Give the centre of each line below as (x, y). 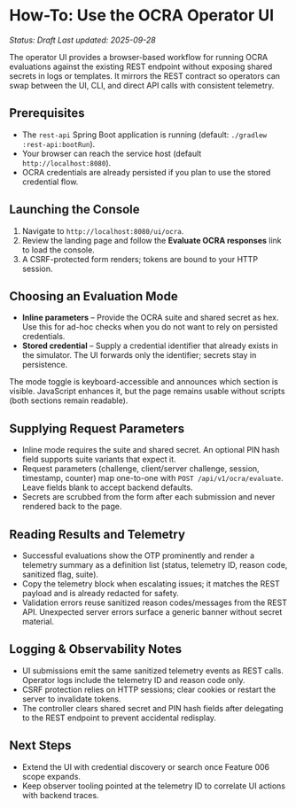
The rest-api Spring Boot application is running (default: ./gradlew (144, 135)
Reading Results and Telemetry (97, 534)
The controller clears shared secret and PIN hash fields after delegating (152, 708)
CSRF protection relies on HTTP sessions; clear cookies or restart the (149, 689)
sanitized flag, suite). (60, 574)
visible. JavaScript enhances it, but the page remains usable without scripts (147, 392)
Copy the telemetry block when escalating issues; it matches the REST (151, 584)
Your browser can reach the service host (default (112, 153)
